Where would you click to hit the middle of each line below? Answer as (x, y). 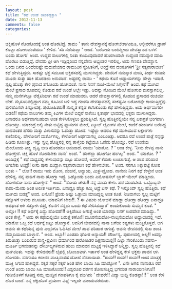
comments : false (23, 24)
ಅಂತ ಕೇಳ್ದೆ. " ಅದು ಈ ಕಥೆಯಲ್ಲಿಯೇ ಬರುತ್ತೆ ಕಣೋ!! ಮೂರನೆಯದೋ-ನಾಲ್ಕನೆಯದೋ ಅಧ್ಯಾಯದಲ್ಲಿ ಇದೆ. (84, 217)
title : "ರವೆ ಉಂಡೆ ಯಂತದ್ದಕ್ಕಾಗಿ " (33, 15)
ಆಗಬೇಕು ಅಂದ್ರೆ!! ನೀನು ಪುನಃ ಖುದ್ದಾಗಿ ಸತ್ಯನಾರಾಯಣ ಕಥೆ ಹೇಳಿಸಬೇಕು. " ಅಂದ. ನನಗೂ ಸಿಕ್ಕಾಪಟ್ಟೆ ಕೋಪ (83, 165)
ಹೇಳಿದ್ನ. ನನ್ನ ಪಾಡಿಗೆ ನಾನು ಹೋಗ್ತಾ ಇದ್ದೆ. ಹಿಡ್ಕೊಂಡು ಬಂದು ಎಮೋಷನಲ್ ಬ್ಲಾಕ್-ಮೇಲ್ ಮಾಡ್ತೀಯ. (80, 177)
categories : (18, 29)
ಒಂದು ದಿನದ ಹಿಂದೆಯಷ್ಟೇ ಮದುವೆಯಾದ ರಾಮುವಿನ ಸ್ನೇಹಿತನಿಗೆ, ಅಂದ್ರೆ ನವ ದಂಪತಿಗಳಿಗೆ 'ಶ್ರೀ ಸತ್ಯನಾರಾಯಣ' (85, 67)
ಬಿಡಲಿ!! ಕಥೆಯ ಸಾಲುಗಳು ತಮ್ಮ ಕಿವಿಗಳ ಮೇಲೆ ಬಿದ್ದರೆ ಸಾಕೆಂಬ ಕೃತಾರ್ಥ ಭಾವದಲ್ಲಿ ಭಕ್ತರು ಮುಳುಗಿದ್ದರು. (81, 113)
